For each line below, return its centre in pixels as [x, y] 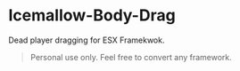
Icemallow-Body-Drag [92, 16]
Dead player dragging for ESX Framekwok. [87, 40]
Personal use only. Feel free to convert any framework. [131, 57]
